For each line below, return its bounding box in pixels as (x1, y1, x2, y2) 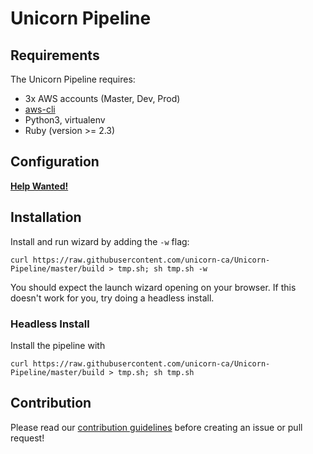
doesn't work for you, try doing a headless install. (10, 292, 215, 304)
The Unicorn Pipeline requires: (10, 73, 136, 85)
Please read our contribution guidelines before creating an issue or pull (10, 421, 303, 433)
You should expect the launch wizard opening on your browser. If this (10, 281, 297, 293)
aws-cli (24, 103, 56, 115)
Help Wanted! (10, 180, 69, 192)
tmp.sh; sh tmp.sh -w (117, 263, 208, 274)
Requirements (10, 47, 100, 64)
